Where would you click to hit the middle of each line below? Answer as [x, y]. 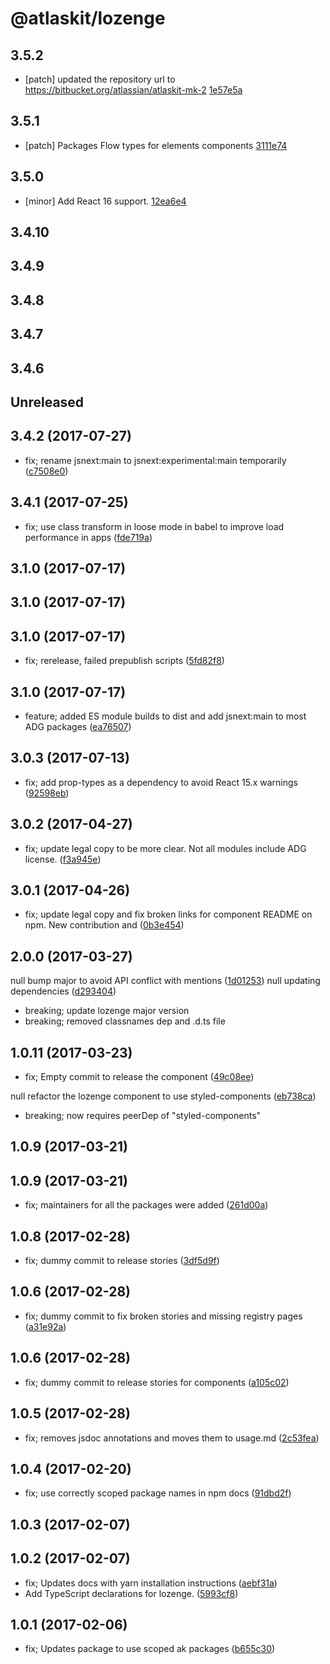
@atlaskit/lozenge [88, 18]
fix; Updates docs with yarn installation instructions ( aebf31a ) [151, 1583]
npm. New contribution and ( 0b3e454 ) [104, 925]
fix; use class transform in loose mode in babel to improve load [154, 526]
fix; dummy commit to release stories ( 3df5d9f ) [122, 1261]
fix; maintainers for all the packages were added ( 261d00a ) [146, 1205]
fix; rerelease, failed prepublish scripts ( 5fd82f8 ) [124, 661]
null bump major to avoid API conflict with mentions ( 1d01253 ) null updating [165, 981]
